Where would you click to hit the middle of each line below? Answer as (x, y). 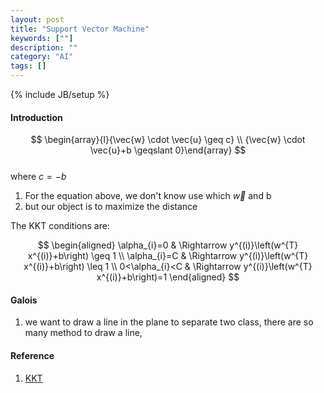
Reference (32, 355)
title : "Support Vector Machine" (80, 29)
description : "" (44, 47)
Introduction (36, 117)
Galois (24, 300)
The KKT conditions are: (60, 226)
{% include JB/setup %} (60, 94)
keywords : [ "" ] (42, 38)
